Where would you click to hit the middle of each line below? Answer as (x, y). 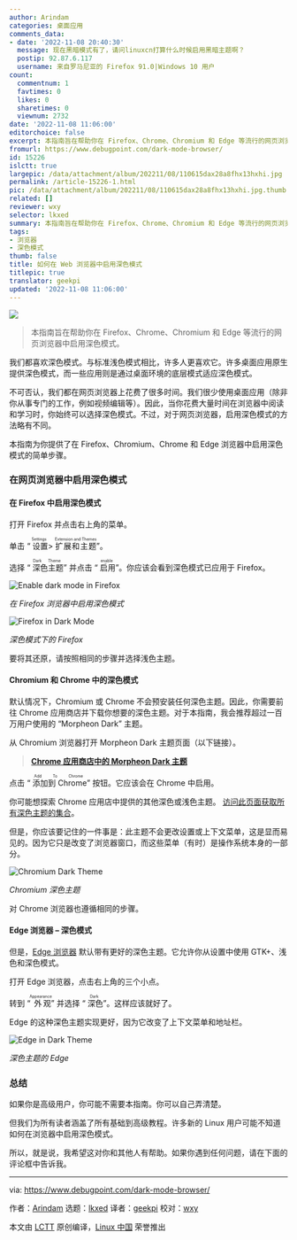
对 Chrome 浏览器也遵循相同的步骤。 (76, 908)
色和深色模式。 (36, 963)
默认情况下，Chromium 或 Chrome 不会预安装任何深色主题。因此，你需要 (143, 701)
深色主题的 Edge (39, 1058)
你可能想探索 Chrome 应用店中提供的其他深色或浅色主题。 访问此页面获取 (143, 802)
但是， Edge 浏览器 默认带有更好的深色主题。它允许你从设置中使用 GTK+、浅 (148, 952)
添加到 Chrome (60, 783)
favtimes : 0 (39, 91)
